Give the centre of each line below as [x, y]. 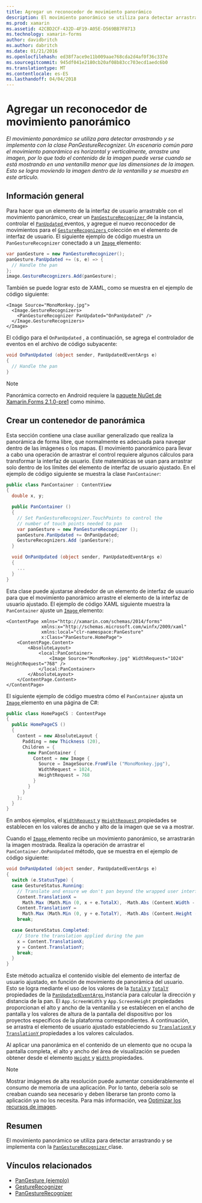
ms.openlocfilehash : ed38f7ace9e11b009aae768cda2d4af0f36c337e [87, 57]
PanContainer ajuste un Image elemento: [55, 610]
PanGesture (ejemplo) [42, 1180]
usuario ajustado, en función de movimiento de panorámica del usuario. [95, 982]
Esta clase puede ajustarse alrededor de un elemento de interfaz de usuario [100, 591]
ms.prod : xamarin [28, 23]
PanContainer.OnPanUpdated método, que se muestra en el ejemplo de [92, 852]
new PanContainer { [52, 752]
